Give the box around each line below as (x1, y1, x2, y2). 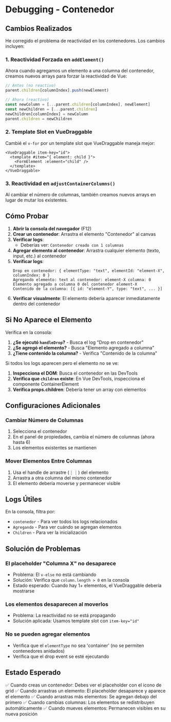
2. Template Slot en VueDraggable (5, 128, 92, 136)
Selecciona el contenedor (12, 428, 67, 435)
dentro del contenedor (12, 301, 61, 307)
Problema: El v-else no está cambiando (12, 571, 97, 578)
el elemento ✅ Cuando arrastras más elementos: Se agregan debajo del (5, 693, 157, 699)
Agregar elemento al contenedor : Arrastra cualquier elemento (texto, (12, 247, 160, 253)
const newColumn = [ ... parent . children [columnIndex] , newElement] (5, 102, 150, 107)
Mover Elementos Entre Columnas (5, 457, 92, 465)
